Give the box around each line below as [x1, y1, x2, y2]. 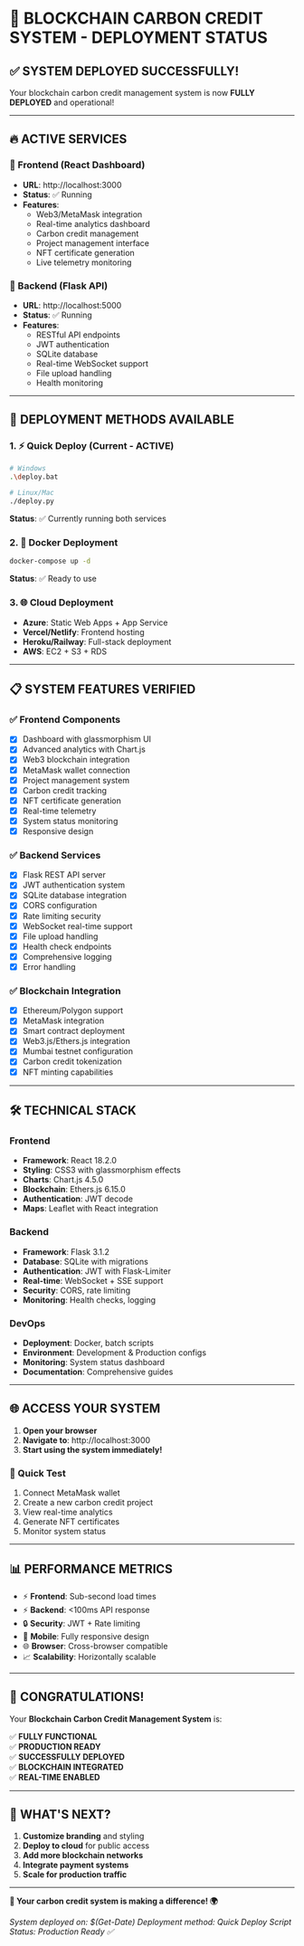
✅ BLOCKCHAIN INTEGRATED [9, 1761, 124, 1772]
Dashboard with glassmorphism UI [22, 734, 152, 745]
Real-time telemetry [22, 805, 97, 816]
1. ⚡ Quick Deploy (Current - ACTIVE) [9, 440, 175, 452]
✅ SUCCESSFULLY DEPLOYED [9, 1751, 125, 1762]
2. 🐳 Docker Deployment [9, 536, 119, 549]
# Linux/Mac [9, 489, 54, 498]
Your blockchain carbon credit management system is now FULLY [9, 88, 255, 98]
